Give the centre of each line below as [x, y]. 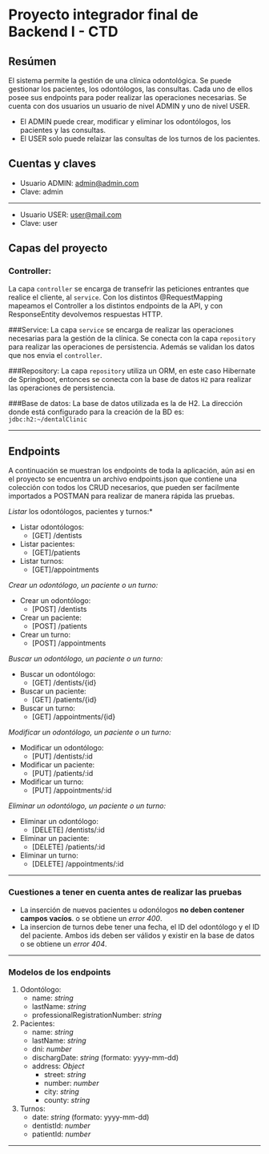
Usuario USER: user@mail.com [70, 215]
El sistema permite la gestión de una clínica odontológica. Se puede [120, 80]
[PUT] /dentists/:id [62, 756]
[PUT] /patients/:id [62, 774]
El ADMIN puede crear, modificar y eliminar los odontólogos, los [125, 121]
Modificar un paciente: [57, 765]
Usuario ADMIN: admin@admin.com [79, 183]
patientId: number [61, 1134]
